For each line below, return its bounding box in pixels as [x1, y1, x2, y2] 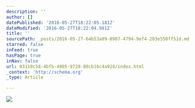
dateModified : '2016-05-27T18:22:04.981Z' [6, 25, 113, 31]
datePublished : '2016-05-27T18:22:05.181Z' [6, 19, 116, 25]
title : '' [6, 31, 31, 37]
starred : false [6, 42, 44, 48]
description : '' [6, 8, 46, 15]
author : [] [6, 14, 33, 20]
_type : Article [6, 74, 44, 80]
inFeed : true [6, 47, 39, 53]
